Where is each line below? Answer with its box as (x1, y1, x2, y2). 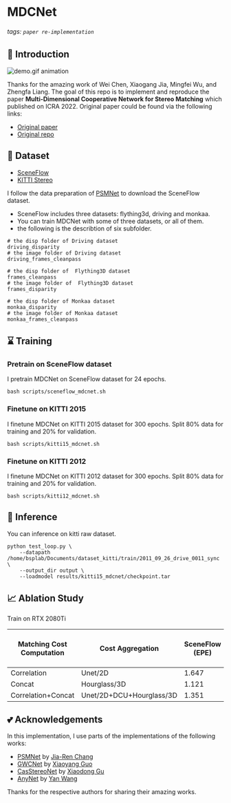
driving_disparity (7, 244, 60, 250)
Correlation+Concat (10, 690, 75, 700)
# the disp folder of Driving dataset (7, 237, 118, 244)
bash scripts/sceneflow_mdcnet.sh (7, 388, 107, 396)
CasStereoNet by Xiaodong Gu (16, 767, 104, 775)
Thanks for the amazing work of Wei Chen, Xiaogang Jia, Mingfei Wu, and (7, 80, 217, 88)
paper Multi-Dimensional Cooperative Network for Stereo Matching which (7, 94, 222, 103)
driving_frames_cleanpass (7, 255, 81, 262)
